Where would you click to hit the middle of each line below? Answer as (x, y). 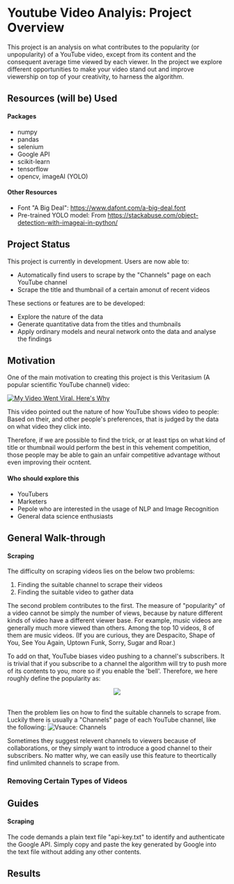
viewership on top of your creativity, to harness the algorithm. (96, 76)
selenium (30, 146)
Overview (36, 28)
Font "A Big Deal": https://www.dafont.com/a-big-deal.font (101, 208)
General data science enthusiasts (65, 516)
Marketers (32, 501)
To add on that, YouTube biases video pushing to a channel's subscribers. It (116, 656)
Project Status (39, 244)
